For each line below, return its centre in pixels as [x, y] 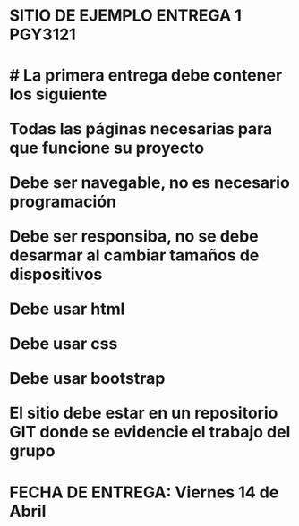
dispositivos [56, 275]
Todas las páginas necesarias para [141, 129]
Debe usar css [64, 344]
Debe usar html [67, 309]
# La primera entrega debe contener [146, 76]
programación [63, 202]
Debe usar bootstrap [87, 379]
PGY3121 [43, 34]
